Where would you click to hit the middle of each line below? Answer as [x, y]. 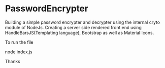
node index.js [19, 52]
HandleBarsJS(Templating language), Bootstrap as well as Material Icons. [80, 33]
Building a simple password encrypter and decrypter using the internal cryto [82, 22]
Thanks [13, 61]
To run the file [19, 42]
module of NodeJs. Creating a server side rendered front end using [73, 27]
